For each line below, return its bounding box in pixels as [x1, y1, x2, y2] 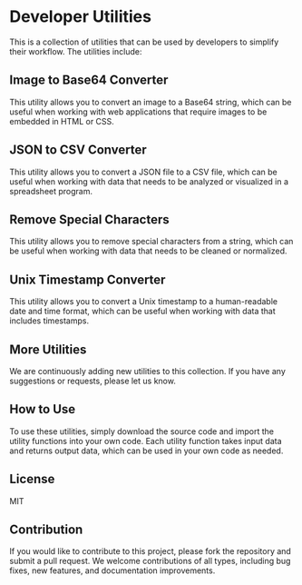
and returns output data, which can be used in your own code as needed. [9, 445, 284, 456]
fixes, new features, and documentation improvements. [9, 565, 216, 576]
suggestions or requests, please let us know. [9, 375, 177, 386]
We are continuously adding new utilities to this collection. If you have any [9, 366, 286, 376]
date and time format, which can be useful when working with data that [9, 306, 277, 317]
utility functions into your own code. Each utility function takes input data [9, 435, 283, 446]
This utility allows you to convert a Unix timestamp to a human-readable [9, 296, 278, 307]
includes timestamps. [9, 315, 89, 326]
